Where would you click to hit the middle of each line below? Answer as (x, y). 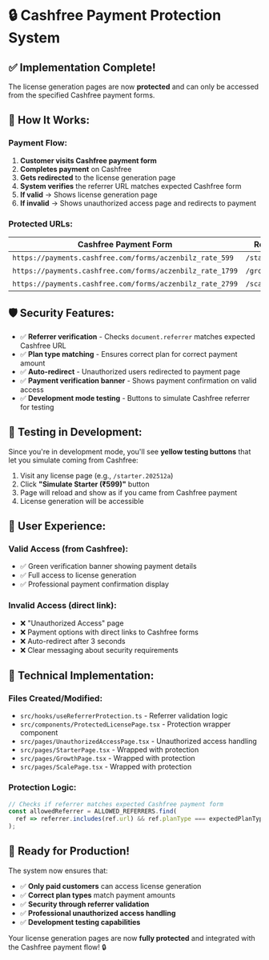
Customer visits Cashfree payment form (88, 160)
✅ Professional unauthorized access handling (98, 913)
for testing (37, 407)
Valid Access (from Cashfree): (68, 549)
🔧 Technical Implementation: (81, 676)
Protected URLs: (41, 223)
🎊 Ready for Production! (69, 852)
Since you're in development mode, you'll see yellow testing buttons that (130, 451)
